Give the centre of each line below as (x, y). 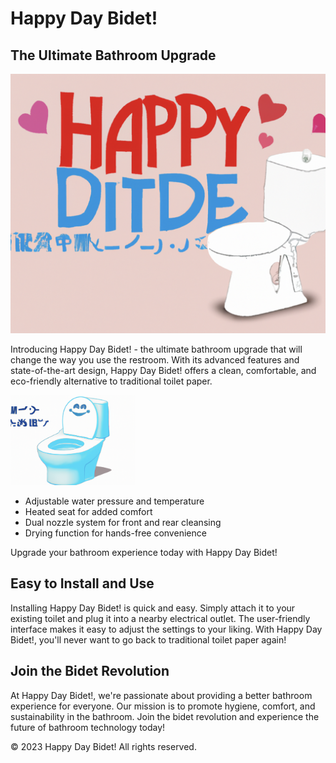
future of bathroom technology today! (88, 727)
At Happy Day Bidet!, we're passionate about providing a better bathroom (161, 695)
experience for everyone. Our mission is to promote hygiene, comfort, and (163, 706)
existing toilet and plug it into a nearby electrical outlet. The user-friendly (160, 618)
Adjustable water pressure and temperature (114, 501)
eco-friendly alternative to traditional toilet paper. (111, 381)
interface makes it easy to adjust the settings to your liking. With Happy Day (166, 629)
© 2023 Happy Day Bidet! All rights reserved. (103, 746)
